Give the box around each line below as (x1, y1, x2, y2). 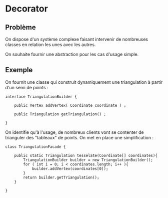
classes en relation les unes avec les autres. (5, 42, 96, 48)
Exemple (5, 66, 33, 74)
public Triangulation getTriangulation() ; (14, 111, 106, 117)
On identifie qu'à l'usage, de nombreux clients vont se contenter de (5, 129, 144, 135)
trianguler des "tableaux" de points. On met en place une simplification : (5, 134, 154, 140)
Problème (5, 23, 36, 32)
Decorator (5, 3, 48, 15)
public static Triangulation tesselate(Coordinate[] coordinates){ (14, 153, 157, 158)
